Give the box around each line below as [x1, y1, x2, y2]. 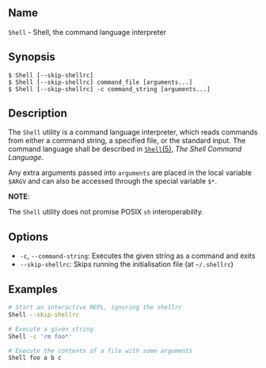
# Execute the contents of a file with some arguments [8, 347, 193, 355]
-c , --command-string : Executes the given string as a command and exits [19, 251, 256, 260]
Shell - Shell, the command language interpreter [8, 27, 167, 36]
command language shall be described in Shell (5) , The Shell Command [8, 144, 242, 154]
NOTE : [8, 192, 30, 201]
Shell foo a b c [8, 354, 62, 362]
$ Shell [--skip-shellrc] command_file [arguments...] [8, 78, 193, 86]
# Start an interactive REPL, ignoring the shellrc [8, 304, 182, 312]
